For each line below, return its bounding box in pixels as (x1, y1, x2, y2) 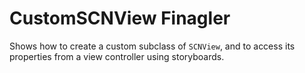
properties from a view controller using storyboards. (9, 50, 225, 62)
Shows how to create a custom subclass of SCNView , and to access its (9, 40, 296, 52)
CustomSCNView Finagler (9, 7, 231, 30)
